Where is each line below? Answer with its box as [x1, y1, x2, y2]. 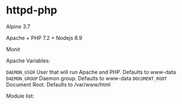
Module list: [6, 92, 35, 99]
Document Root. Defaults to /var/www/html [6, 80, 111, 88]
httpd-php [6, 4, 58, 17]
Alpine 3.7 [6, 23, 31, 30]
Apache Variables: [6, 57, 50, 64]
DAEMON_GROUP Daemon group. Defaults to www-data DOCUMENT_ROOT [6, 75, 167, 82]
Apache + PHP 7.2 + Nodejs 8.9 [6, 34, 83, 41]
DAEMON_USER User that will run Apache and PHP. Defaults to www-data [6, 68, 176, 75]
